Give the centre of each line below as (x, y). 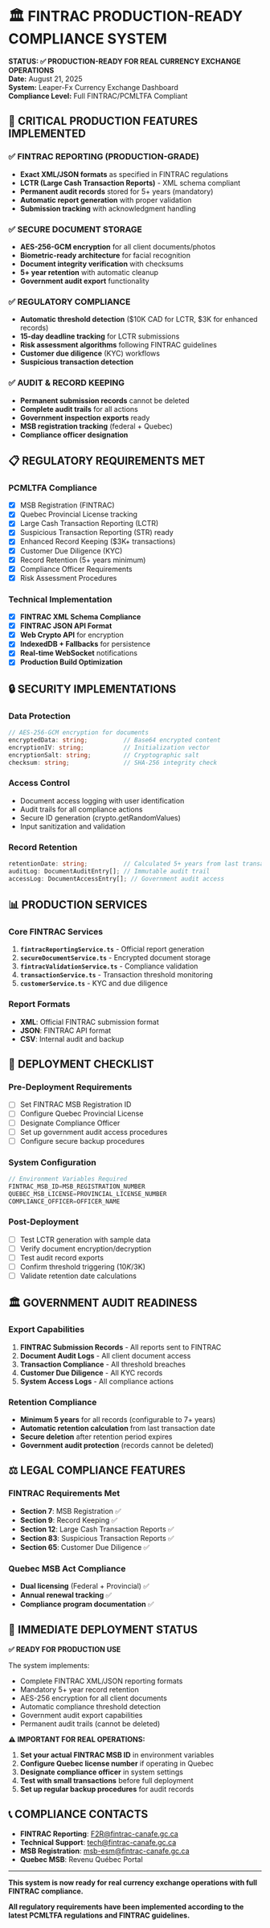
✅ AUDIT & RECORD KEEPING (67, 383)
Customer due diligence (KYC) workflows (90, 354)
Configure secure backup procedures (82, 1141)
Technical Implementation (60, 599)
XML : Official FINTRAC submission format (89, 1022)
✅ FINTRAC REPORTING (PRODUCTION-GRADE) (104, 157)
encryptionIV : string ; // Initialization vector (109, 747)
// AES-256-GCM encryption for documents (79, 733)
